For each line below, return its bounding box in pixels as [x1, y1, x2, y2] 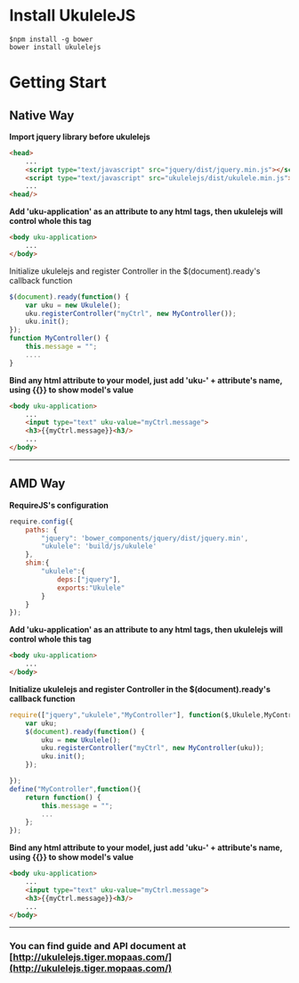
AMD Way [9, 476, 66, 491]
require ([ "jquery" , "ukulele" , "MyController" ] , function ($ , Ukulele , [9, 710, 265, 719]
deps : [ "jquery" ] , [56, 574, 122, 584]
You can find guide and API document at [9, 940, 187, 953]
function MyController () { [9, 334, 109, 343]
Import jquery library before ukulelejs [9, 131, 151, 142]
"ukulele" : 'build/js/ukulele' [41, 541, 158, 551]
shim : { [25, 558, 50, 567]
